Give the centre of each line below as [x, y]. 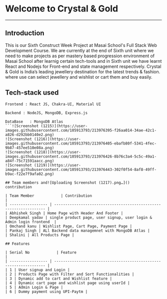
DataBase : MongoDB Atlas [34, 122]
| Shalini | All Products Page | [40, 235]
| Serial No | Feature [41, 252]
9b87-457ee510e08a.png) [30, 148]
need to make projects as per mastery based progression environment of [80, 56]
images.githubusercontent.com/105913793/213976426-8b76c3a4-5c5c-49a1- [81, 156]
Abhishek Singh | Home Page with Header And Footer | [66, 213]
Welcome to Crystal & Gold [62, 9]
